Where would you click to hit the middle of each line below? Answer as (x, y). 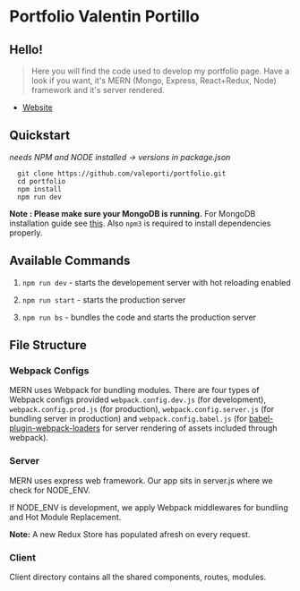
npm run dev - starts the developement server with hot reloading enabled (156, 282)
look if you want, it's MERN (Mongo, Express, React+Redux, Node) (154, 81)
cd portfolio (42, 181)
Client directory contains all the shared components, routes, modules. (138, 577)
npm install (40, 189)
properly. (26, 232)
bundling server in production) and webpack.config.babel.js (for (129, 419)
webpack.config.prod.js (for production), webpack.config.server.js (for (142, 409)
